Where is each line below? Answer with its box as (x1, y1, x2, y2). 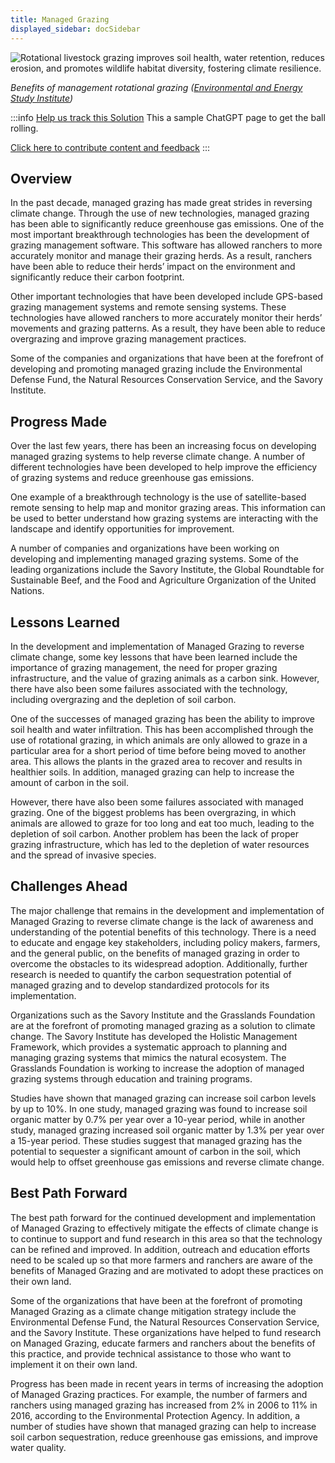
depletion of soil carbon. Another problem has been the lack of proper (10, 827, 299, 840)
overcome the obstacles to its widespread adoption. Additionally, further (10, 957, 308, 970)
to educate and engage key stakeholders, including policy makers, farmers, (10, 936, 321, 948)
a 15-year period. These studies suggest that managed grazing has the (10, 1134, 303, 1146)
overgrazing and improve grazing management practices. (10, 333, 247, 345)
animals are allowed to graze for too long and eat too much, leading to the (10, 817, 315, 829)
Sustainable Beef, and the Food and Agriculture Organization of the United (10, 574, 317, 586)
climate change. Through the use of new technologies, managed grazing (10, 207, 310, 220)
